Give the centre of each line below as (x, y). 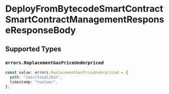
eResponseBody (41, 30)
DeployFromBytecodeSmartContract (84, 9)
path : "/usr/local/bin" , (36, 77)
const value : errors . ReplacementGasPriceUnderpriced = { (67, 72)
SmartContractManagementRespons (85, 19)
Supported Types (33, 49)
